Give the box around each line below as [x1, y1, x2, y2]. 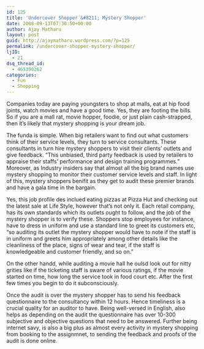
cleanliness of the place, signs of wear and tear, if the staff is [6, 241, 161, 249]
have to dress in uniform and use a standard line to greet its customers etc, [6, 222, 196, 229]
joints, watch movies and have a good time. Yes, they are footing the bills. [6, 107, 192, 114]
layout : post [6, 32, 40, 38]
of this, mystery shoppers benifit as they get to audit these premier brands [6, 178, 194, 184]
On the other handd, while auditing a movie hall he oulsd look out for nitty [6, 260, 192, 267]
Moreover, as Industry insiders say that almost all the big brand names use [6, 164, 194, 171]
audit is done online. [6, 337, 58, 344]
